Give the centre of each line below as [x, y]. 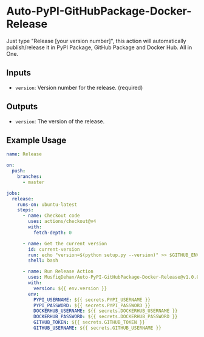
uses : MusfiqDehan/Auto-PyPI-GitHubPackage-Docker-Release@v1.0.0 [114, 277]
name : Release [24, 154]
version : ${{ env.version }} [70, 288]
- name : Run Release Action [58, 271]
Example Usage [36, 140]
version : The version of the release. [60, 121]
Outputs [22, 107]
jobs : [13, 193]
